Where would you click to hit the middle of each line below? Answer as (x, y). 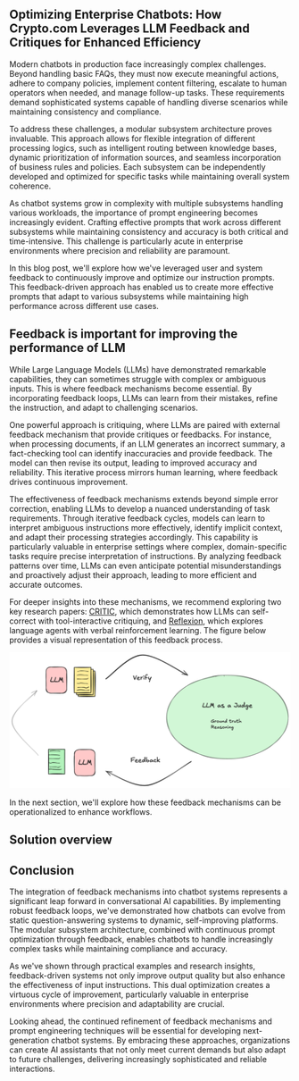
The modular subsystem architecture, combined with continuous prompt (142, 929)
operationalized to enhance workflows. (81, 811)
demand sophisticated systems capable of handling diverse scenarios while (149, 102)
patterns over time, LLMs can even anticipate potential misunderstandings (145, 566)
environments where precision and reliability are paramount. (120, 250)
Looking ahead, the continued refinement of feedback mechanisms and (141, 1021)
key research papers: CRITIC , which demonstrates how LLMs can (129, 611)
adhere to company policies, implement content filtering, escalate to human (148, 83)
